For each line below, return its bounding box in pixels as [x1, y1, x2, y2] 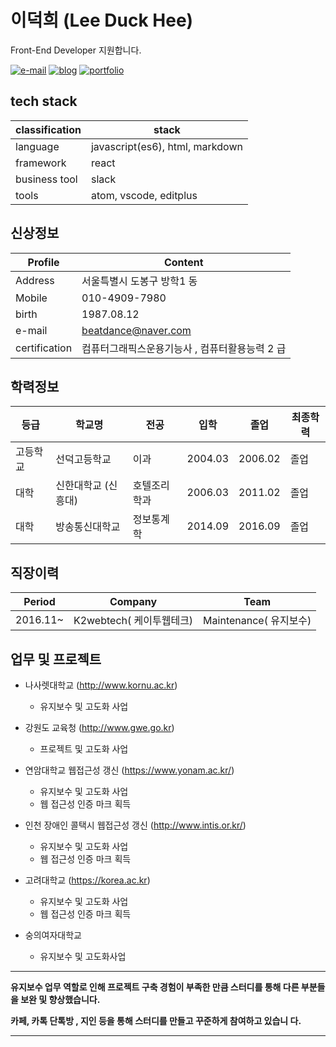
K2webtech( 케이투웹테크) [73, 614, 194, 628]
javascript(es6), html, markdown [90, 139, 243, 153]
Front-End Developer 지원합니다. [10, 44, 142, 56]
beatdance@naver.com [81, 323, 192, 337]
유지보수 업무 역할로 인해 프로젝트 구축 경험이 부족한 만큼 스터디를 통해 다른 [10, 981, 300, 993]
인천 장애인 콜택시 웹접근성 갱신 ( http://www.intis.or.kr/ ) [24, 819, 247, 831]
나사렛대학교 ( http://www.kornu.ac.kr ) [24, 679, 178, 691]
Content [163, 255, 204, 269]
